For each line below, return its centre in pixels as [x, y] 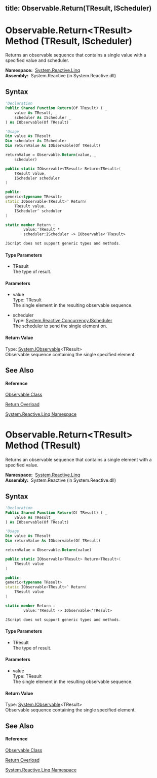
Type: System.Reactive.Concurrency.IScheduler [62, 321]
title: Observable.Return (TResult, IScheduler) [78, 8]
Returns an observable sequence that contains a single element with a [78, 460]
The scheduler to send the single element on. [60, 326]
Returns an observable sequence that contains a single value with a [76, 55]
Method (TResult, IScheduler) [69, 41]
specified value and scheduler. [37, 60]
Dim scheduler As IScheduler [36, 141]
